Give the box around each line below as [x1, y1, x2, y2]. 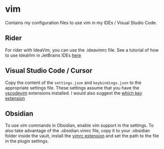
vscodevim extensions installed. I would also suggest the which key [5, 90, 142, 96]
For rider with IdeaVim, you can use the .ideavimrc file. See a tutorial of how [5, 47, 159, 53]
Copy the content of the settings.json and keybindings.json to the [5, 80, 142, 86]
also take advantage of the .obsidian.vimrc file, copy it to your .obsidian [5, 128, 150, 134]
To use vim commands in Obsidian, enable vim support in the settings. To [5, 122, 154, 128]
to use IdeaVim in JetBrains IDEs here [5, 52, 81, 58]
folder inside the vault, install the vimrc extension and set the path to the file [5, 133, 159, 139]
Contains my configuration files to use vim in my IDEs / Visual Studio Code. [5, 20, 158, 26]
